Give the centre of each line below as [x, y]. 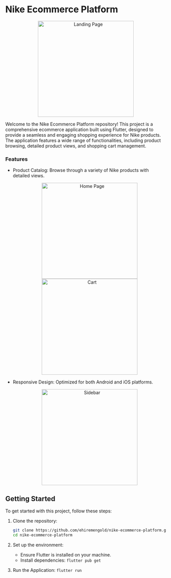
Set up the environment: [38, 545]
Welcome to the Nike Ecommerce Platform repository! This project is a [79, 124]
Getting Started [30, 498]
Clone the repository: [35, 521]
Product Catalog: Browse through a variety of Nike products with [81, 170]
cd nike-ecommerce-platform [42, 535]
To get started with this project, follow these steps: [59, 511]
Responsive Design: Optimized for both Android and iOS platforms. [83, 382]
